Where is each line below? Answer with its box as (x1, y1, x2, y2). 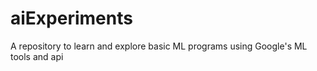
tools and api (10, 50, 64, 62)
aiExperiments (10, 7, 133, 30)
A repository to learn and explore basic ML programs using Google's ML (10, 40, 308, 52)
